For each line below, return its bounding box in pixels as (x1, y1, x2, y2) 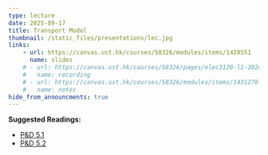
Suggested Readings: (8, 114, 81, 124)
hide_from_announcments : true (8, 93, 109, 101)
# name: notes (22, 85, 77, 94)
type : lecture (8, 11, 56, 20)
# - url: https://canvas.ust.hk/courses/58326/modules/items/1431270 (22, 78, 259, 86)
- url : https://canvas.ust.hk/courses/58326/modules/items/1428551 (22, 48, 251, 56)
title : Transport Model (8, 26, 88, 34)
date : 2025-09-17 (8, 19, 66, 27)
